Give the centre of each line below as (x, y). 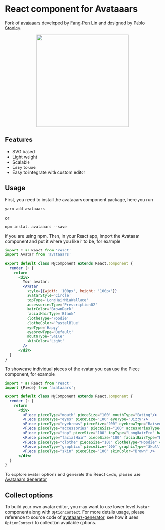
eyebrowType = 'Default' (50, 332)
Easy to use (24, 167)
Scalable (21, 162)
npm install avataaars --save (36, 227)
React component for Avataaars (71, 9)
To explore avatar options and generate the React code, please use (73, 474)
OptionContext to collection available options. (51, 523)
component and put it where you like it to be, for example (63, 241)
